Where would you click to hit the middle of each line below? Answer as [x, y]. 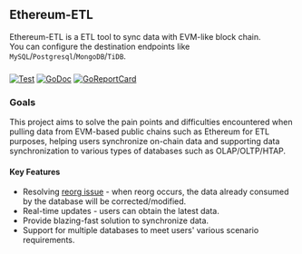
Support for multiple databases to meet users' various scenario [141, 230]
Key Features [35, 171]
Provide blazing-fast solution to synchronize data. [116, 220]
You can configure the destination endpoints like [100, 46]
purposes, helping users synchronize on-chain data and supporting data [145, 142]
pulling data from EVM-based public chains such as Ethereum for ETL [140, 132]
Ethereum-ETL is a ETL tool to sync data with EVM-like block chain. [135, 36]
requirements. [49, 240]
